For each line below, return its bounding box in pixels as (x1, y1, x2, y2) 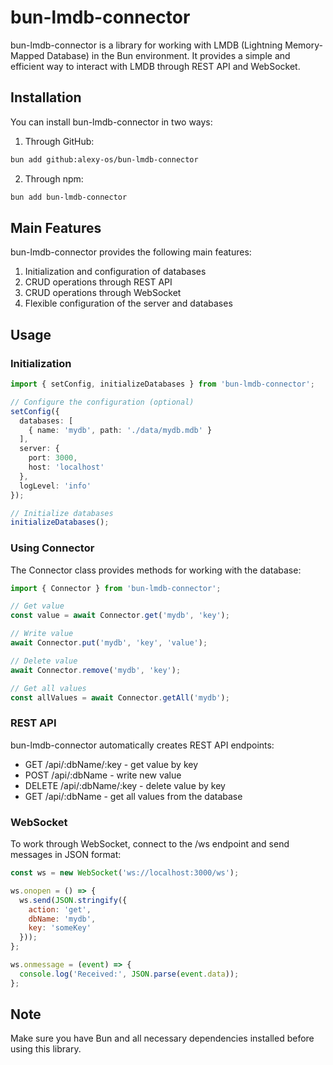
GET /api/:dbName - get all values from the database (24, 790, 243, 802)
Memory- (284, 39, 324, 51)
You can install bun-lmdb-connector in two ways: (10, 116, 213, 128)
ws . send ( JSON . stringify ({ (19, 895, 128, 905)
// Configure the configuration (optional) (10, 397, 195, 407)
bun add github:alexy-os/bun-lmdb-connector (10, 154, 199, 165)
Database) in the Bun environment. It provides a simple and (46, 49, 291, 61)
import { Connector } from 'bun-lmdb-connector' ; (10, 583, 222, 593)
